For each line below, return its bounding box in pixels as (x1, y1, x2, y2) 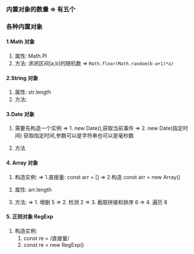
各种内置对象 (6, 22, 43, 31)
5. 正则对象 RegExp (6, 213, 53, 220)
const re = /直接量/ (23, 235, 70, 242)
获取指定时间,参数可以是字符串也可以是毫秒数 (23, 132, 134, 139)
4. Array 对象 (6, 159, 38, 166)
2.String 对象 (6, 74, 38, 81)
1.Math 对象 (6, 38, 35, 45)
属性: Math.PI (14, 52, 47, 60)
